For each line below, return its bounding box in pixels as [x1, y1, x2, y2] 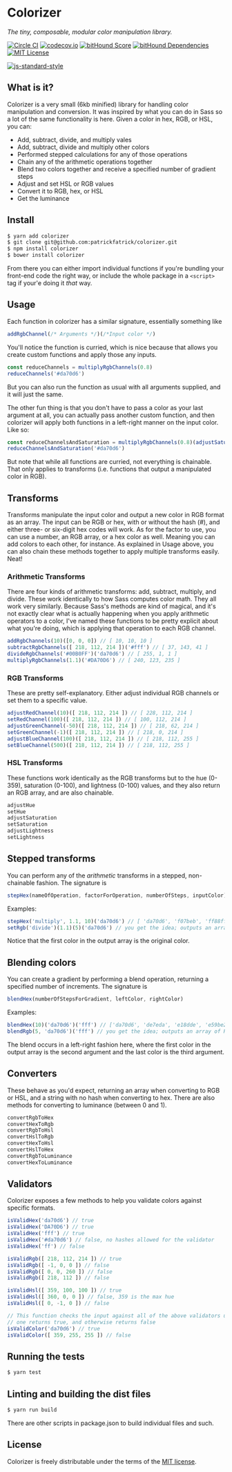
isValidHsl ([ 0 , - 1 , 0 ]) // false [7, 1300, 110, 1307]
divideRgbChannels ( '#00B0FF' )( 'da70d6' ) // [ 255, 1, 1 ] [7, 650, 177, 657]
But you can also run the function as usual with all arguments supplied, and [7, 382, 221, 391]
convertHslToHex [7, 1146, 54, 1154]
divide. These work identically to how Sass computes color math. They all [7, 595, 217, 603]
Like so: [7, 425, 30, 434]
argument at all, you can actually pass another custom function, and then [7, 411, 215, 419]
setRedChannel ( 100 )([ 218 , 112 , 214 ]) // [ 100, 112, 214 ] [7, 716, 187, 723]
